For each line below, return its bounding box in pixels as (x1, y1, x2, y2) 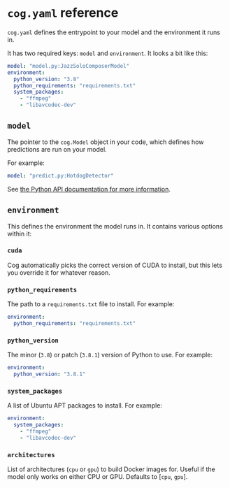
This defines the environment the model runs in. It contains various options (7, 222, 224, 230)
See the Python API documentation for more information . (7, 185, 171, 193)
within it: (7, 229, 32, 238)
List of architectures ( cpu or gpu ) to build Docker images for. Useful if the (7, 465, 215, 473)
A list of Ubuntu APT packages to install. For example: (7, 401, 163, 410)
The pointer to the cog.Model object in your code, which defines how (7, 138, 204, 146)
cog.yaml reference (7, 5, 119, 21)
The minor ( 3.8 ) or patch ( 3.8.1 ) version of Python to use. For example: (7, 351, 213, 359)
